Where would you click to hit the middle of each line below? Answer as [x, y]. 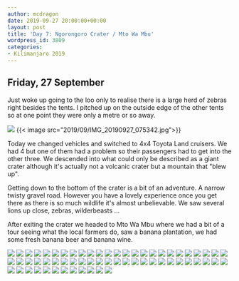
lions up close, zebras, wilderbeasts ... [64, 210]
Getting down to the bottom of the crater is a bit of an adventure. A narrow [116, 188]
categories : [25, 47]
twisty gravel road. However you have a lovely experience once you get [112, 195]
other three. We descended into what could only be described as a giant [113, 158]
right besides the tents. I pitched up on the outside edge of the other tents [116, 107]
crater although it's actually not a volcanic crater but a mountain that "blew [117, 166]
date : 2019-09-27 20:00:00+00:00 [57, 21]
